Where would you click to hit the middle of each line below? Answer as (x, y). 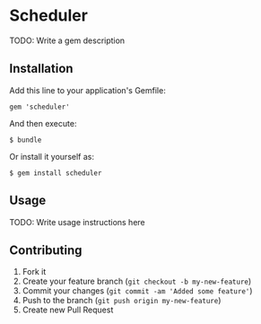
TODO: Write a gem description (67, 40)
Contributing (46, 250)
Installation (41, 69)
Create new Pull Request (68, 310)
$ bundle (26, 140)
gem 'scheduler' (39, 107)
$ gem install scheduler (56, 173)
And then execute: (43, 123)
